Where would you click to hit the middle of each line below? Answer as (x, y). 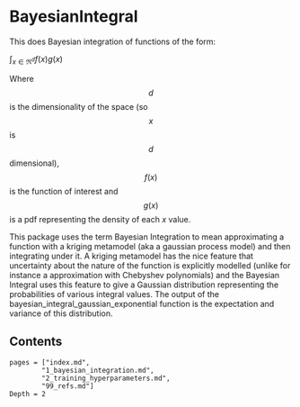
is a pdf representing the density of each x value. (100, 219)
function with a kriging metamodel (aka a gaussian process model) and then (150, 246)
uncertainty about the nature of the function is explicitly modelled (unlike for (150, 265)
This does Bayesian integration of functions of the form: (113, 41)
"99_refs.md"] (68, 386)
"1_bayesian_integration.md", (98, 370)
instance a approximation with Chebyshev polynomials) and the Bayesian (145, 275)
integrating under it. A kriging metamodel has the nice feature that (132, 256)
